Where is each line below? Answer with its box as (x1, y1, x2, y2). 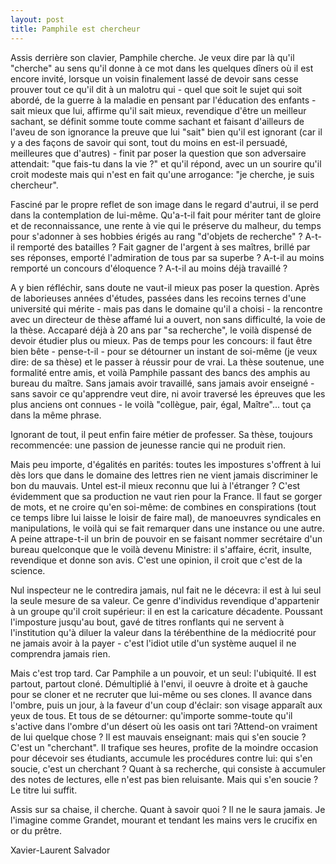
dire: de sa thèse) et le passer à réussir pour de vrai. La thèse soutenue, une (10, 356, 325, 368)
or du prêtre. (10, 824, 62, 836)
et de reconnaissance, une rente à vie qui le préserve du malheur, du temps (10, 219, 322, 231)
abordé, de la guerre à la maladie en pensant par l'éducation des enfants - (10, 94, 317, 106)
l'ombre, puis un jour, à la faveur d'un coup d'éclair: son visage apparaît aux (10, 699, 323, 711)
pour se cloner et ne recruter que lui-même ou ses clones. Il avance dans (10, 688, 313, 700)
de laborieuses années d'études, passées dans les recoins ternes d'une (10, 292, 307, 304)
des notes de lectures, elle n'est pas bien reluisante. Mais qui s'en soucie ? (10, 773, 319, 785)
